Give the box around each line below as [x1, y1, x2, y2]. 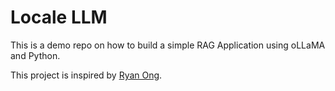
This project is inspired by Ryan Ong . [10, 69, 163, 81]
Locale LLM [10, 6, 108, 29]
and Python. [10, 49, 61, 61]
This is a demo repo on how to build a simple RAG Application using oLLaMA [10, 39, 326, 51]
